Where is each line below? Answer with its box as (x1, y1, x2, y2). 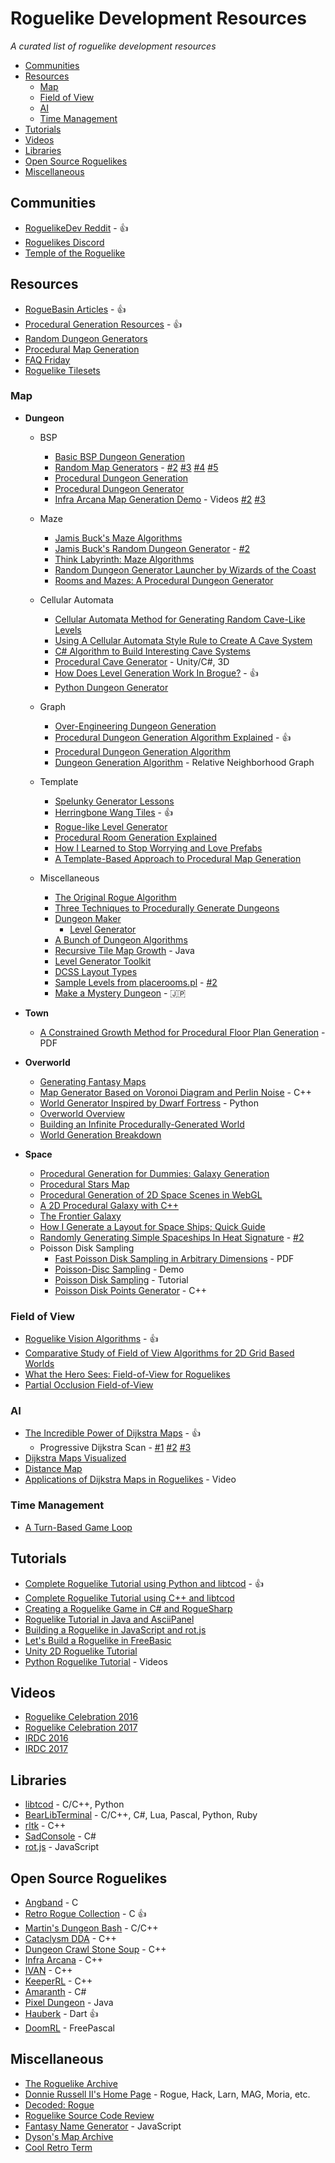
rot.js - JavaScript (24, 1841, 100, 1853)
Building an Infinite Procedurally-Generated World (39, 1118, 245, 1130)
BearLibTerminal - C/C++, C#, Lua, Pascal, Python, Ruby (24, 1809, 258, 1821)
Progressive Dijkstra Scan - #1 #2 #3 (39, 1442, 192, 1454)
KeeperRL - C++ (24, 1975, 93, 1987)
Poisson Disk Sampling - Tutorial (54, 1273, 189, 1286)
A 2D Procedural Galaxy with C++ (39, 1199, 180, 1211)
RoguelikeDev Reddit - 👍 (24, 222, 129, 234)
